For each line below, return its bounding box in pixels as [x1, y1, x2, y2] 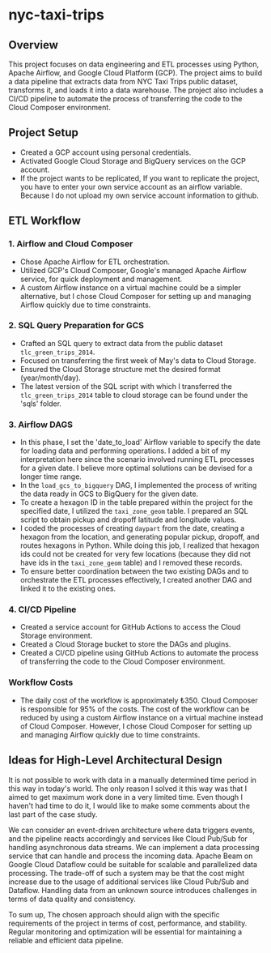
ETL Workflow [8, 214, 81, 228]
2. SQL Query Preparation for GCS [8, 320, 144, 331]
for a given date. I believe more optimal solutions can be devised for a [19, 464, 253, 473]
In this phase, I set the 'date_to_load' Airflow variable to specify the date [19, 438, 261, 447]
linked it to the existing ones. [19, 583, 116, 593]
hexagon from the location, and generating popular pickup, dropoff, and [19, 532, 260, 542]
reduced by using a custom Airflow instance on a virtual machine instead [19, 712, 264, 722]
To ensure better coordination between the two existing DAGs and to [19, 566, 249, 576]
